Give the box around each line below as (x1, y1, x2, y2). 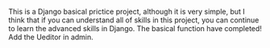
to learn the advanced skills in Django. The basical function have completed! (8, 24, 262, 33)
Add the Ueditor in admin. (8, 32, 94, 42)
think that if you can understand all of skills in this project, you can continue (8, 15, 260, 25)
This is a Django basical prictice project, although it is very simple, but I (8, 7, 246, 16)
